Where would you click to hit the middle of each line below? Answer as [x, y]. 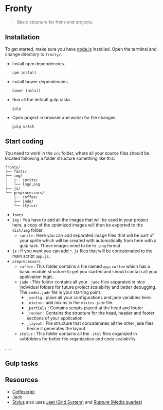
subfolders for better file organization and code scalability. [78, 338]
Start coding [24, 141]
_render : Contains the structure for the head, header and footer [91, 313]
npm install [24, 73]
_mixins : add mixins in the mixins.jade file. [70, 302]
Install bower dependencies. [40, 81]
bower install [26, 91]
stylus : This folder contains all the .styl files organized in [78, 334]
